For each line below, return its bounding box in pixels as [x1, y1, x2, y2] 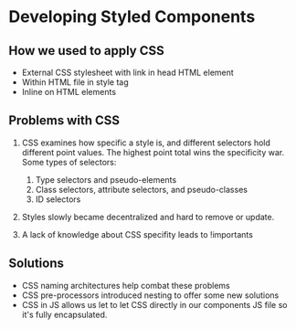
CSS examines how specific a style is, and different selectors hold [21, 137, 271, 148]
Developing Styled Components [8, 6, 256, 27]
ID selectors [35, 194, 81, 205]
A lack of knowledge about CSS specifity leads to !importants [21, 228, 253, 239]
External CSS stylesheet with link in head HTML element [21, 67, 234, 78]
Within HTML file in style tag [21, 77, 129, 88]
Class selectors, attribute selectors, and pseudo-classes [35, 184, 248, 195]
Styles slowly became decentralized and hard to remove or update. [21, 211, 275, 222]
